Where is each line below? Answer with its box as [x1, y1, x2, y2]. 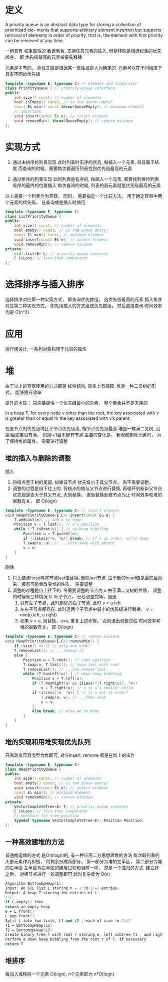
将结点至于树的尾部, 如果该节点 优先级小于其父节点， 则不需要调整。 [12, 479, 153, 485]
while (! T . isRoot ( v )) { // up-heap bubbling [14, 527, 108, 532]
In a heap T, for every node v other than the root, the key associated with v [5, 410, 159, 416]
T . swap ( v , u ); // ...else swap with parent [23, 540, 115, 546]
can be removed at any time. [5, 37, 64, 43]
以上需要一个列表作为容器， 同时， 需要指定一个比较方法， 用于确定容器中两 [5, 193, 162, 199]
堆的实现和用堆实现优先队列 [5, 738, 91, 746]
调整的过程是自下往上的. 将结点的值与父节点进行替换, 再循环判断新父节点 [12, 485, 162, 492]
